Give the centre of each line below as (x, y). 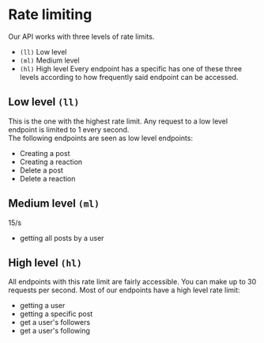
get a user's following (55, 331)
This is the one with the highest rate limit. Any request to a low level (118, 121)
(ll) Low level (43, 51)
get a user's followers (55, 322)
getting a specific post (56, 314)
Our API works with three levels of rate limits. (81, 36)
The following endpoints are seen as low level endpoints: (101, 138)
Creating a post (45, 153)
